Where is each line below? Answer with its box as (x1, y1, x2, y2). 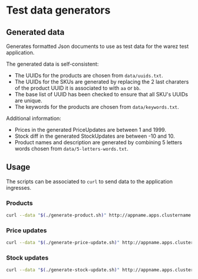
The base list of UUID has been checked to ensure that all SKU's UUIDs (14, 91, 189, 98)
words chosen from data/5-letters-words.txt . (14, 145, 128, 152)
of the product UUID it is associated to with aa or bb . (14, 85, 141, 92)
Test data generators (6, 4, 111, 17)
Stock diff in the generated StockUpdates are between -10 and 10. (14, 132, 175, 139)
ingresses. (6, 184, 31, 191)
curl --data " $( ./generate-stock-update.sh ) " (6, 267, 120, 273)
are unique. (14, 97, 42, 104)
